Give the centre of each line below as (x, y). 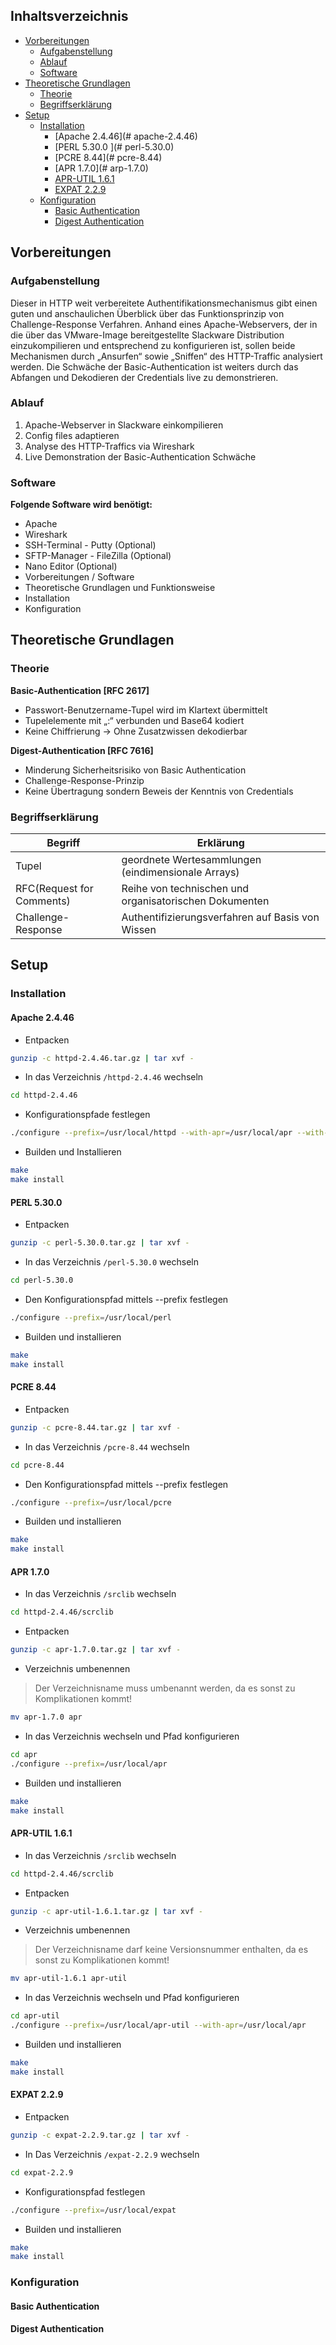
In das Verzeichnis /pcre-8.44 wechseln (107, 1446)
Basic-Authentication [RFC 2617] (80, 690)
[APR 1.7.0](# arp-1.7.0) (101, 168)
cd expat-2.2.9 (42, 2172)
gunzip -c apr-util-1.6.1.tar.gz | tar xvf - (106, 1911)
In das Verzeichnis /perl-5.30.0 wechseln (111, 1262)
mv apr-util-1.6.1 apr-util (69, 1979)
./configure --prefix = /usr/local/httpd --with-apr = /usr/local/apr (151, 1133)
